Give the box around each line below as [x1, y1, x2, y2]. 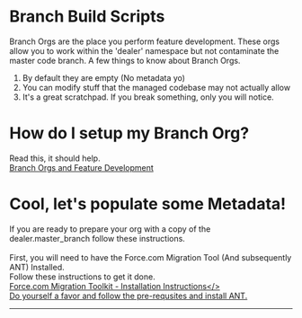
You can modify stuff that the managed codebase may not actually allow [22, 82, 290, 93]
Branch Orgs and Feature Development [9, 162, 155, 172]
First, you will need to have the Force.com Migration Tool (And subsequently [9, 252, 292, 262]
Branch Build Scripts [9, 6, 165, 27]
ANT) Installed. [9, 261, 65, 272]
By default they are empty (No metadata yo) [22, 72, 186, 83]
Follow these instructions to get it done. [9, 271, 155, 282]
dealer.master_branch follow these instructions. [9, 233, 186, 243]
